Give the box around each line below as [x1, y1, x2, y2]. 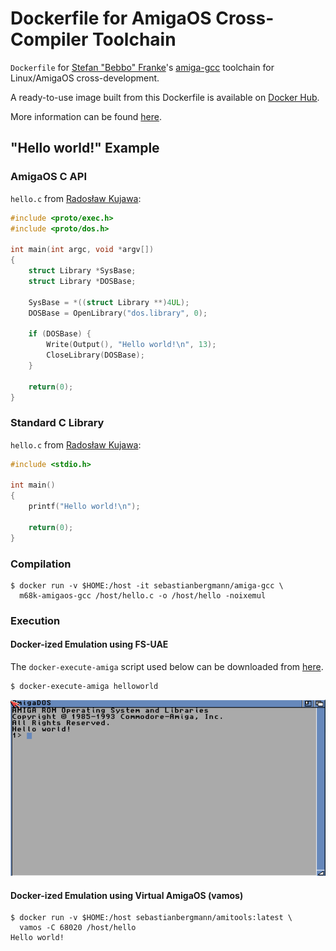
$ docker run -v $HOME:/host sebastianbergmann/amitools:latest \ [10, 913, 293, 923]
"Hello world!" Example [10, 140, 160, 157]
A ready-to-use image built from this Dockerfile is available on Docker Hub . [10, 91, 320, 103]
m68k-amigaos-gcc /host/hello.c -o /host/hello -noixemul [19, 590, 267, 601]
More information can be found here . [10, 110, 162, 122]
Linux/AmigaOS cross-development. [10, 72, 160, 84]
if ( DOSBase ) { [28, 329, 92, 339]
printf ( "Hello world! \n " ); [28, 502, 141, 512]
